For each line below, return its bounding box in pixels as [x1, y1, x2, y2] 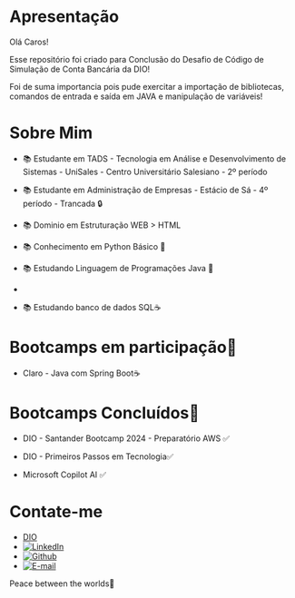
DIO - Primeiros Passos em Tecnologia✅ [22, 451, 174, 462]
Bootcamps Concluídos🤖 [9, 403, 200, 423]
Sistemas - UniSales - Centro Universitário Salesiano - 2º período [22, 166, 268, 177]
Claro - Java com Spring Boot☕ [22, 368, 141, 378]
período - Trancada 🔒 [22, 198, 103, 209]
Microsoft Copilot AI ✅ [22, 469, 107, 480]
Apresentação [9, 6, 120, 27]
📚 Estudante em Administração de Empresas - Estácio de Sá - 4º [22, 184, 269, 195]
